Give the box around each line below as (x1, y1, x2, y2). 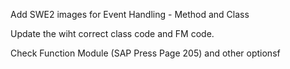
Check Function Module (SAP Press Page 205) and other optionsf (10, 47, 281, 59)
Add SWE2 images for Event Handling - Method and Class (10, 9, 250, 20)
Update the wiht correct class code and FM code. (10, 28, 215, 39)
